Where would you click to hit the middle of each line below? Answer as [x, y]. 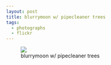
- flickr [22, 33]
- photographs [28, 28]
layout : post [22, 11]
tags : [13, 22]
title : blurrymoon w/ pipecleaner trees [56, 17]
